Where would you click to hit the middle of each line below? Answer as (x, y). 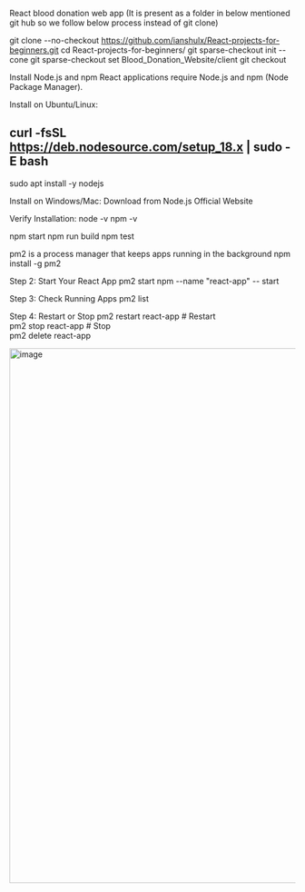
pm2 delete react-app (50, 335)
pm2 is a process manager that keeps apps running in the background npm (150, 253)
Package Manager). (46, 87)
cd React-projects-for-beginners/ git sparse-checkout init (168, 50)
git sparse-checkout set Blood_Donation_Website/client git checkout (158, 59)
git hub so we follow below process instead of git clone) (114, 23)
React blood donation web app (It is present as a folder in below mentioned (150, 13)
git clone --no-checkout (54, 40)
